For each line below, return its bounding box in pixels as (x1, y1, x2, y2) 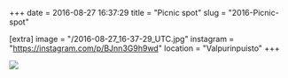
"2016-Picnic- (228, 8, 279, 18)
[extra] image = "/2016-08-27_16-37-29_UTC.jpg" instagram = (9, 34, 235, 44)
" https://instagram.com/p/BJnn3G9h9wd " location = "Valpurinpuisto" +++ (9, 43, 281, 53)
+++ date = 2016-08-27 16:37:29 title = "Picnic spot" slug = (9, 8, 227, 18)
